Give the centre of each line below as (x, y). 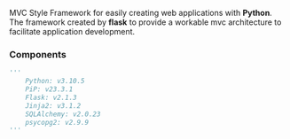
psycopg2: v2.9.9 (57, 122)
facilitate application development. (72, 31)
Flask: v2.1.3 (51, 97)
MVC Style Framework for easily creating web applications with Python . (141, 13)
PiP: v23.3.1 (49, 89)
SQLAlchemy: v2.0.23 (63, 114)
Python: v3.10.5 (55, 81)
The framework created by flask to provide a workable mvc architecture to (145, 22)
